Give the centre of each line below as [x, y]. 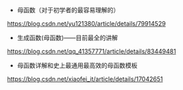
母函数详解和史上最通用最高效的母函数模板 [77, 65]
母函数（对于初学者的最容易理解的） [68, 10]
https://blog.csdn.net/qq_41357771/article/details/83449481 [91, 51]
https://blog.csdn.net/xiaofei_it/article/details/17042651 [85, 79]
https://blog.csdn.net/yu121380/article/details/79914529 [86, 24]
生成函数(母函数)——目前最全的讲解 [68, 37]
